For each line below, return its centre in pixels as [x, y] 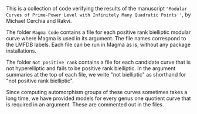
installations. [21, 51]
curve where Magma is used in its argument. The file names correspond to [96, 38]
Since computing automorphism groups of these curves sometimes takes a [97, 92]
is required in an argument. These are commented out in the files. [85, 104]
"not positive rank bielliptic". [40, 81]
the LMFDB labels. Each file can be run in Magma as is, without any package [98, 44]
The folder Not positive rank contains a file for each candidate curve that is [98, 62]
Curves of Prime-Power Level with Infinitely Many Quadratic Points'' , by [98, 15]
